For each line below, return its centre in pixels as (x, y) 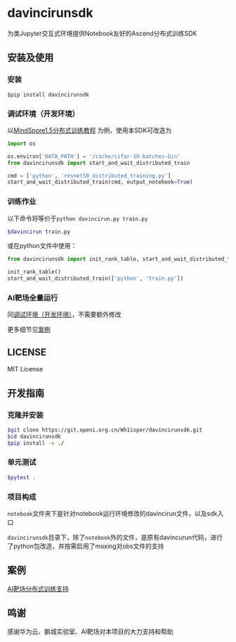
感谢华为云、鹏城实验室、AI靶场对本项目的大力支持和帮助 (90, 631)
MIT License (25, 369)
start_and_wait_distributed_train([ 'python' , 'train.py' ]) (96, 279)
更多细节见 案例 (29, 330)
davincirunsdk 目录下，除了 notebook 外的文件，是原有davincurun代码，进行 (115, 537)
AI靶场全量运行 (33, 298)
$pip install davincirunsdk (48, 94)
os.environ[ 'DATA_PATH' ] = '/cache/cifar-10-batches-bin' (94, 156)
